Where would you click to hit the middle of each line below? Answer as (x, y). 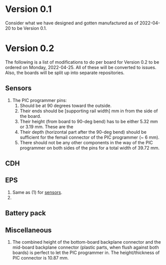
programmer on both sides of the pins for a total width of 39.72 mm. (90, 148)
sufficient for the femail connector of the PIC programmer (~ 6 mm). (89, 137)
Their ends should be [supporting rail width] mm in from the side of (89, 111)
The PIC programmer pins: (40, 100)
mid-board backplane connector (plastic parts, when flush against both (85, 248)
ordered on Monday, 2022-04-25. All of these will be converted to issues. (81, 67)
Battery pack (26, 213)
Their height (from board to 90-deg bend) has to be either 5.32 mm (89, 121)
